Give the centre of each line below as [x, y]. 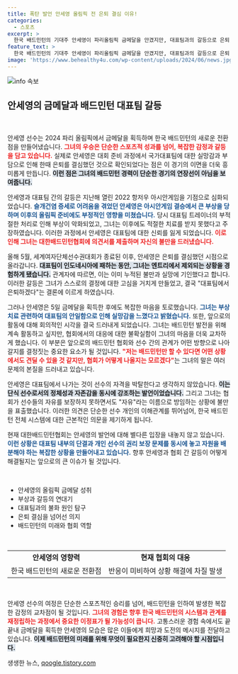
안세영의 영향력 [56, 557]
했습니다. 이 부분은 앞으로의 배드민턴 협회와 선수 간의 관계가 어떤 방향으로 [116, 342]
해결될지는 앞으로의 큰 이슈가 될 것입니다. [64, 461]
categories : [25, 21]
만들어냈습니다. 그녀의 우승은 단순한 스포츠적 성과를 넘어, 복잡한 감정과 [117, 147]
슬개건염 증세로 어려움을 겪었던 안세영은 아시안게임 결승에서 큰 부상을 [128, 206]
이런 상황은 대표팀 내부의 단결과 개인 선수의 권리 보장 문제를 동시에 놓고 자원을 [113, 443]
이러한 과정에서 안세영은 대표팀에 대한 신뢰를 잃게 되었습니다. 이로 [136, 232]
